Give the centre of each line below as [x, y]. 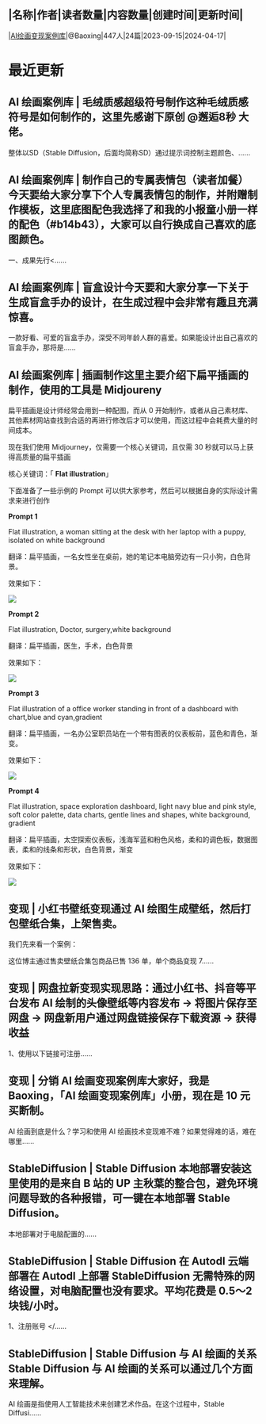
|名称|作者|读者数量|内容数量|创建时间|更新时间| [126, 15]
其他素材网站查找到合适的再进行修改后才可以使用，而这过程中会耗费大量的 [129, 420]
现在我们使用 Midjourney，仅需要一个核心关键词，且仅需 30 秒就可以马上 [127, 447]
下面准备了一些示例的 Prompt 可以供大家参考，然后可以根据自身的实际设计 [129, 491]
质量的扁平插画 [46, 457]
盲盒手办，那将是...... [42, 347]
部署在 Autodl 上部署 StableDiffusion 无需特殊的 [127, 1276]
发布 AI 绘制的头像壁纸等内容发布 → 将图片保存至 [138, 1003]
